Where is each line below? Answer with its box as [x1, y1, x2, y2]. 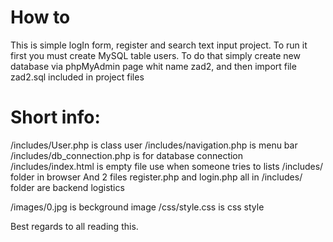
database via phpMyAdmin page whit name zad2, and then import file [10, 60, 297, 72]
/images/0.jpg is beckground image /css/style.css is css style [10, 201, 265, 213]
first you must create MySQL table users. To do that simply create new [10, 49, 301, 61]
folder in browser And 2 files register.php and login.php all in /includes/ [10, 171, 303, 183]
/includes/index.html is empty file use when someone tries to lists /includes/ [10, 160, 324, 172]
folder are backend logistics [10, 181, 125, 193]
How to [10, 6, 71, 29]
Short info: [10, 106, 101, 129]
